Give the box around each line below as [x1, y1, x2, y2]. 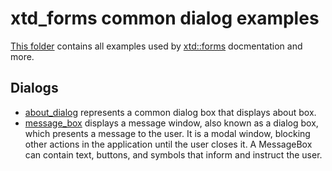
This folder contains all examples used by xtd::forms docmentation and [10, 40, 303, 52]
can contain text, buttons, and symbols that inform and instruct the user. [24, 148, 323, 161]
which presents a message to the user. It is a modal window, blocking [24, 127, 311, 139]
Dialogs [10, 80, 59, 97]
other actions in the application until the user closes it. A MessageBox [24, 138, 313, 150]
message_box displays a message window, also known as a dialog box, [24, 117, 319, 129]
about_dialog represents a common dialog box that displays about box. [24, 106, 317, 118]
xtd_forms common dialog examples [10, 7, 320, 30]
